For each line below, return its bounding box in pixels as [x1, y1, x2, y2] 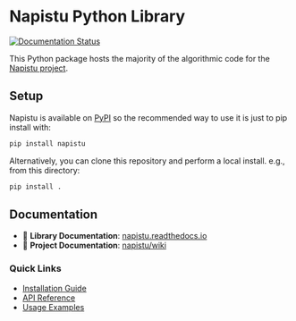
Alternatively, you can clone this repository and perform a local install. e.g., [9, 155, 285, 166]
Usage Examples [21, 301, 85, 312]
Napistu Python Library [9, 6, 186, 27]
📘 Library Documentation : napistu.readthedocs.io [21, 231, 207, 241]
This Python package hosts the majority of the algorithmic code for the [9, 53, 270, 63]
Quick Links [9, 262, 62, 275]
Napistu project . [9, 63, 69, 73]
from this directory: [9, 165, 80, 175]
